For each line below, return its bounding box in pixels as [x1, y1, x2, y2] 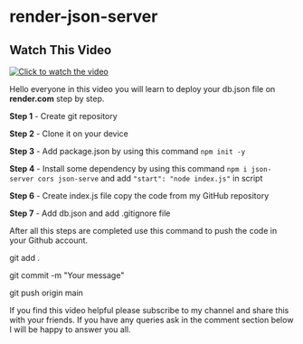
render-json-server [9, 6, 158, 27]
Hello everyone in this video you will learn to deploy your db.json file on [9, 84, 276, 94]
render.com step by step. [9, 93, 105, 104]
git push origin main [9, 287, 84, 298]
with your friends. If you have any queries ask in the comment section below [9, 314, 294, 325]
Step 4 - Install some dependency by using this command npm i [9, 163, 248, 173]
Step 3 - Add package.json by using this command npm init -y [9, 146, 246, 156]
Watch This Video [9, 42, 112, 58]
